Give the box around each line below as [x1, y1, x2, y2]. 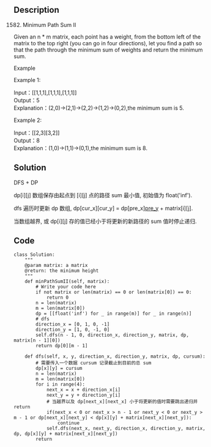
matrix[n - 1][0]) [13, 337, 61, 344]
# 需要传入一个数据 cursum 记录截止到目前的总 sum [35, 360, 152, 366]
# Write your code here [35, 284, 96, 290]
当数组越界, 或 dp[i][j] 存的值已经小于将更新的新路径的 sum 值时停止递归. [13, 217, 197, 225]
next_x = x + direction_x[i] [46, 387, 121, 393]
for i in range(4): [35, 381, 86, 388]
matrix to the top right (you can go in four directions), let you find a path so [13, 39, 202, 47]
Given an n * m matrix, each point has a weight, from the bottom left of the [13, 33, 201, 40]
